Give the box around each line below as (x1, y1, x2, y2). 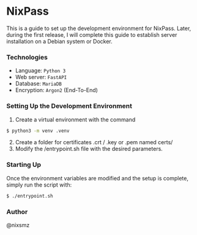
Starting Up (6, 161, 42, 169)
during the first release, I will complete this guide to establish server (6, 31, 177, 38)
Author (6, 207, 28, 216)
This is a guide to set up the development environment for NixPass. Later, (6, 25, 191, 32)
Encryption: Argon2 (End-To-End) (15, 87, 98, 94)
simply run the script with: (6, 181, 72, 188)
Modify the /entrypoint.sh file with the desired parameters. (15, 145, 163, 153)
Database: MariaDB (15, 80, 62, 87)
